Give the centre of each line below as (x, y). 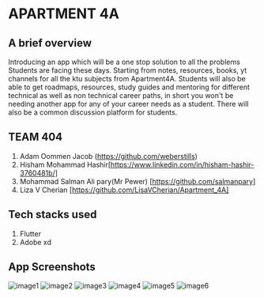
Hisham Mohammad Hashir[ (65, 164)
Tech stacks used (53, 215)
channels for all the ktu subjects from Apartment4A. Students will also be (127, 79)
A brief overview (50, 43)
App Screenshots (52, 267)
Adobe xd (35, 242)
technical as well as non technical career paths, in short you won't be (121, 95)
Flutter (30, 233)
